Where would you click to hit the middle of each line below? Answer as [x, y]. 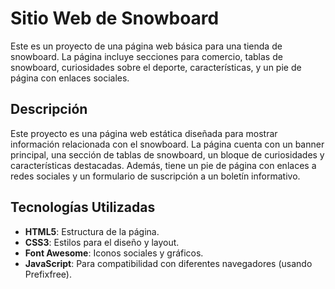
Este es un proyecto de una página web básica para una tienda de [146, 46]
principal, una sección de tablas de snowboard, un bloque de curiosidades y [167, 154]
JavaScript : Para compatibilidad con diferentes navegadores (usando [168, 263]
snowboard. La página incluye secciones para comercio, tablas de [146, 56]
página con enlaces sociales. [70, 78]
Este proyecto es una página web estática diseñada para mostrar [144, 133]
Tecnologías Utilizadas [83, 207]
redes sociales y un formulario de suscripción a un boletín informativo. [155, 176]
